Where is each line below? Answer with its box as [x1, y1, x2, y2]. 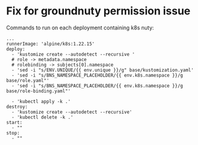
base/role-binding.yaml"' [6, 88, 71, 94]
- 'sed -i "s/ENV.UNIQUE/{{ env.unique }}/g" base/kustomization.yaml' [11, 67, 194, 73]
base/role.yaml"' [6, 77, 50, 83]
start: [6, 119, 23, 125]
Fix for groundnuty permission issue [6, 4, 191, 18]
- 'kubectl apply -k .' [11, 98, 71, 104]
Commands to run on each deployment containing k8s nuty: [6, 24, 154, 31]
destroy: [6, 104, 28, 110]
